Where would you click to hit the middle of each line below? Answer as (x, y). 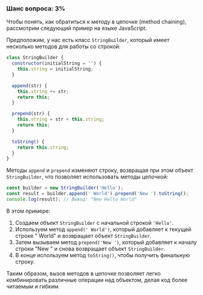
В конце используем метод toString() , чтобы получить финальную (102, 255)
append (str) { (29, 86)
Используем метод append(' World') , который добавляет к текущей (103, 229)
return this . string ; (43, 147)
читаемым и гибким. (33, 286)
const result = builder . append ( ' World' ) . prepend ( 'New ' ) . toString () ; (98, 194)
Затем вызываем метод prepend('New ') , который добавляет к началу (106, 242)
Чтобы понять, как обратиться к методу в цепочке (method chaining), (96, 22)
